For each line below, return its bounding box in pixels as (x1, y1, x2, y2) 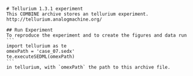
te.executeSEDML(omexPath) (6, 54, 75, 60)
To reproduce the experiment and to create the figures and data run (6, 32, 188, 38)
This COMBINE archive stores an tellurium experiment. (6, 11, 149, 17)
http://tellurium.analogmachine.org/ (6, 16, 103, 22)
